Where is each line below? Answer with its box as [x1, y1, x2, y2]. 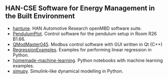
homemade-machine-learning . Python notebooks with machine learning [12, 57, 163, 63]
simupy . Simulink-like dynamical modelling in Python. [12, 68, 123, 74]
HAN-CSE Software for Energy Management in [5, 4, 155, 13]
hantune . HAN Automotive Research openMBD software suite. [12, 25, 142, 31]
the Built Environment [5, 12, 75, 21]
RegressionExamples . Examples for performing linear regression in [12, 46, 152, 52]
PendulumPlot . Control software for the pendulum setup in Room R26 [12, 30, 157, 37]
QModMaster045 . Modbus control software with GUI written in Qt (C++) [12, 41, 163, 47]
